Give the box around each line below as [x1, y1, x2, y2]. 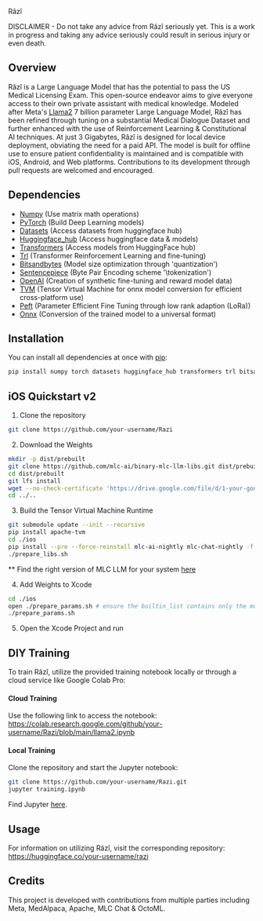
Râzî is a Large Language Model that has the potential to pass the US [8, 82, 231, 91]
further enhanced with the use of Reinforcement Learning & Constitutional [8, 123, 247, 133]
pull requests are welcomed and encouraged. [8, 165, 155, 175]
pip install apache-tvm [8, 528, 86, 536]
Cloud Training [8, 693, 57, 703]
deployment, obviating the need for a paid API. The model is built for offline [8, 141, 250, 150]
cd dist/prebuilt [8, 470, 65, 477]
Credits [8, 875, 45, 888]
